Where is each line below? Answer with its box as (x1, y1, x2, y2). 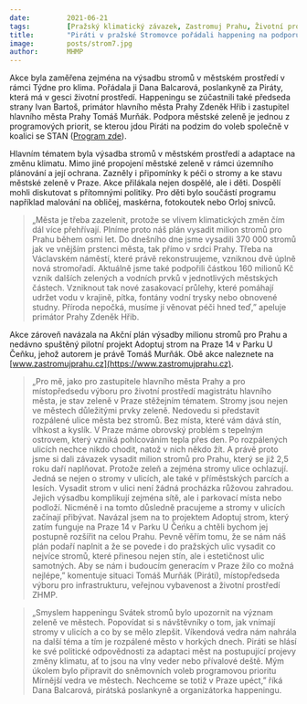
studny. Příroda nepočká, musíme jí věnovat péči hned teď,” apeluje (31, 302, 287, 313)
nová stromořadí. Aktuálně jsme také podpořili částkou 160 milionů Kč (31, 263, 294, 274)
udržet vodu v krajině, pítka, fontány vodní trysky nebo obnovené (31, 292, 278, 303)
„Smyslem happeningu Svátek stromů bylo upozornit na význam (31, 607, 274, 618)
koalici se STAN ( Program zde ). (9, 131, 127, 142)
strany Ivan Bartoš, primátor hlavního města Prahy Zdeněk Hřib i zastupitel (9, 101, 290, 112)
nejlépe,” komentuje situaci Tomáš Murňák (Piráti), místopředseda (31, 570, 281, 581)
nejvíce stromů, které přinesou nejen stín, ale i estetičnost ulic (31, 551, 265, 562)
